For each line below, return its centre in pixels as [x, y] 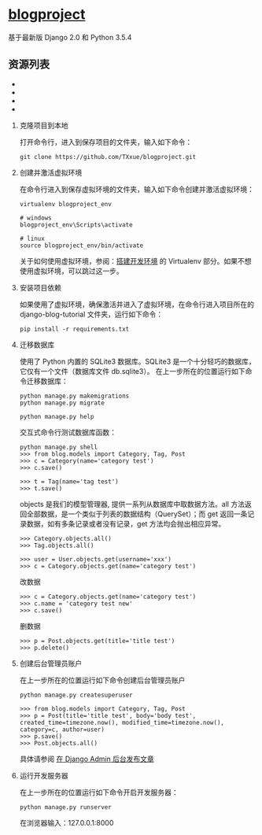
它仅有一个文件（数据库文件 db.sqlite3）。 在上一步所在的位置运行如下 [132, 371]
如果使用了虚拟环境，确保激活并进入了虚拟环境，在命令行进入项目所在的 [137, 304]
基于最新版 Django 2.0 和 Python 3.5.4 [70, 37]
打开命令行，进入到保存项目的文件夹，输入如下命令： [106, 142]
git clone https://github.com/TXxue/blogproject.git [108, 157]
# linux [32, 238]
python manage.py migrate [62, 403]
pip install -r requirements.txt [74, 329]
